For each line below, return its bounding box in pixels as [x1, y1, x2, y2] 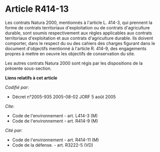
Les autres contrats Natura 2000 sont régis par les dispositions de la [5, 60, 143, 66]
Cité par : [5, 127, 23, 133]
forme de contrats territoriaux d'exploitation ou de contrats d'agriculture [5, 24, 150, 30]
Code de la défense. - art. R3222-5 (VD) [12, 142, 94, 148]
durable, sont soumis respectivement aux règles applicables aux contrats [5, 30, 152, 36]
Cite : [5, 103, 15, 109]
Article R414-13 [5, 3, 69, 15]
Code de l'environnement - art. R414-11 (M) [12, 137, 99, 143]
